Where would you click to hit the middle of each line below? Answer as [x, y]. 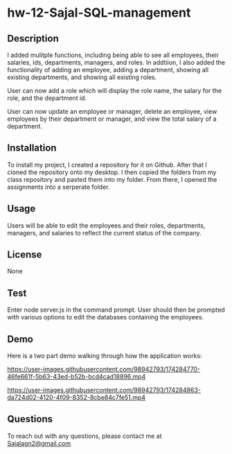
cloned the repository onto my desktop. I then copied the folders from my [112, 172]
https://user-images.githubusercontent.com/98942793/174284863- [104, 390]
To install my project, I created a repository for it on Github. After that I [107, 165]
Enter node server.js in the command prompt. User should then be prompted [116, 310]
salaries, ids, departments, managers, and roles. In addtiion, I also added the [116, 62]
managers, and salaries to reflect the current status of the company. [105, 233]
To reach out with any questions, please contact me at [84, 436]
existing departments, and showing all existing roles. [82, 77]
